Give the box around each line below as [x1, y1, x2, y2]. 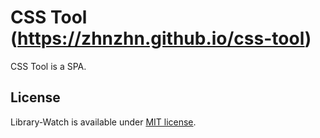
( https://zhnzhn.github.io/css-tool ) [10, 27, 312, 50]
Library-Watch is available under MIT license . [10, 116, 197, 128]
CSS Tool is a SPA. [10, 60, 87, 72]
